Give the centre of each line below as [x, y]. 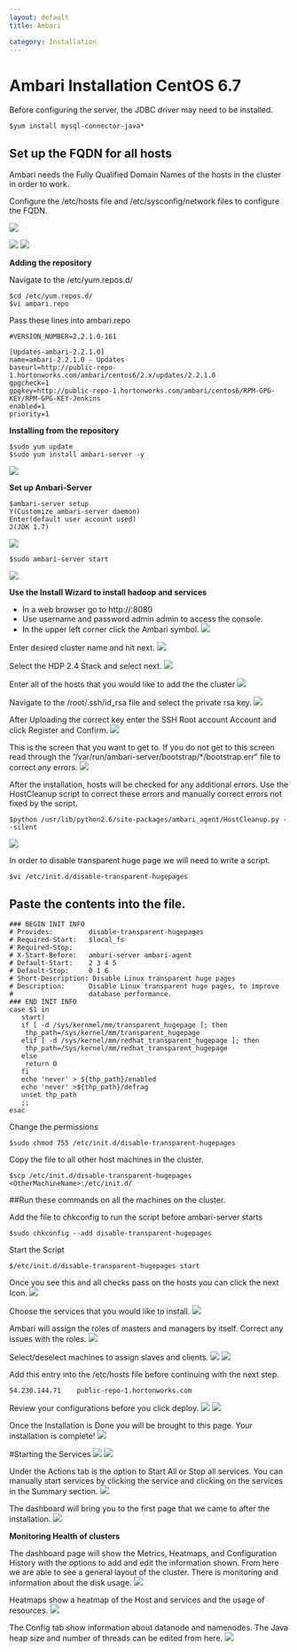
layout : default [39, 17]
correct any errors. [43, 768]
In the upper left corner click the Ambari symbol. [110, 629]
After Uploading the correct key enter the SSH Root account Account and [143, 720]
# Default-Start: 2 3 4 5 [63, 962]
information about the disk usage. [70, 1582]
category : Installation [53, 42]
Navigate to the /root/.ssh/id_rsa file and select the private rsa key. [131, 703]
